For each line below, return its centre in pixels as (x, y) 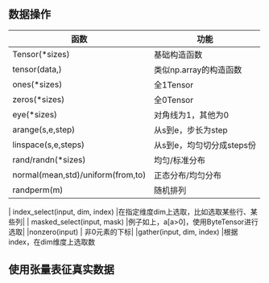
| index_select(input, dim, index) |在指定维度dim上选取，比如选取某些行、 (130, 211)
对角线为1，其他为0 (191, 115)
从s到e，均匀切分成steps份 (205, 145)
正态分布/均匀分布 (187, 175)
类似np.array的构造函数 (198, 69)
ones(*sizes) (37, 84)
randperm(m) (38, 190)
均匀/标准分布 (179, 160)
